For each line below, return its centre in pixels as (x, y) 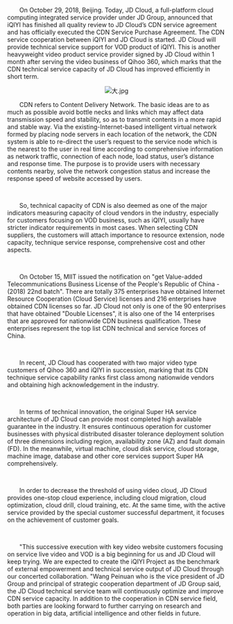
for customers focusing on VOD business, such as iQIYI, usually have (106, 220)
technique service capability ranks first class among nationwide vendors (111, 377)
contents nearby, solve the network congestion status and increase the (109, 171)
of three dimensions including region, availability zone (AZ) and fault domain (116, 441)
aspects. (19, 250)
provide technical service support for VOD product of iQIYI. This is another (114, 47)
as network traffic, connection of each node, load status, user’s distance (111, 156)
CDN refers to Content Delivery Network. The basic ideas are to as (115, 105)
